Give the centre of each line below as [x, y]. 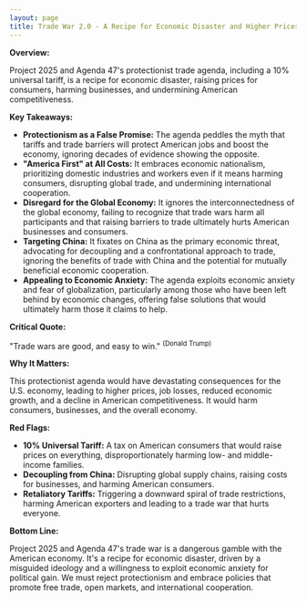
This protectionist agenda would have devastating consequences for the [145, 381]
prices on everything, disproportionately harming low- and [132, 455]
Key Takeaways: [41, 117]
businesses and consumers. [76, 231]
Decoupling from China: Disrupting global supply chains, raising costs [155, 474]
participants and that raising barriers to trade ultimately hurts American [156, 222]
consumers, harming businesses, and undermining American [124, 89]
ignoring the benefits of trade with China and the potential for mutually [154, 260]
